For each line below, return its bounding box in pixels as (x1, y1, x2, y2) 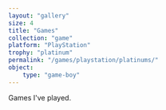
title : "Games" (8, 26, 59, 34)
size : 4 (8, 19, 34, 27)
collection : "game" (8, 33, 73, 42)
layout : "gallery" (8, 11, 69, 20)
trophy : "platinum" (8, 49, 73, 57)
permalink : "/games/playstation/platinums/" (8, 57, 159, 65)
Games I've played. (8, 92, 72, 102)
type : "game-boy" (22, 71, 81, 79)
